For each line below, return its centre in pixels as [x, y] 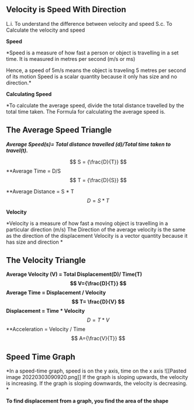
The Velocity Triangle [46, 260]
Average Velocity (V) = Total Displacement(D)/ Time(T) [74, 274]
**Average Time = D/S [34, 171]
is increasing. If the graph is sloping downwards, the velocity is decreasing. [97, 384]
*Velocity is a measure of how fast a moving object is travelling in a [87, 223]
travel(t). [17, 150]
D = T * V [98, 320]
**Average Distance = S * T [40, 191]
